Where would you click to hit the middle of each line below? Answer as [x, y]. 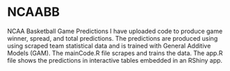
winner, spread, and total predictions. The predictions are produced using [113, 38]
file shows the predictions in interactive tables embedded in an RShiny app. [115, 60]
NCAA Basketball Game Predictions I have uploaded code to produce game [115, 31]
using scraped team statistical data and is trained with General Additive [109, 45]
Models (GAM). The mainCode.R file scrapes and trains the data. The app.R [115, 53]
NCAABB [34, 12]
